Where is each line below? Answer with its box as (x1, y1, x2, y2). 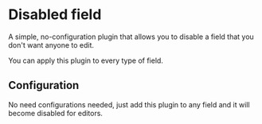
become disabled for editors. (8, 108, 104, 118)
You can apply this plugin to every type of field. (8, 56, 163, 65)
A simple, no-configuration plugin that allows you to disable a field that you (8, 32, 255, 41)
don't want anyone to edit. (8, 40, 94, 49)
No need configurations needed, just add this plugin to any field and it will (8, 99, 250, 109)
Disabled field (8, 6, 102, 24)
